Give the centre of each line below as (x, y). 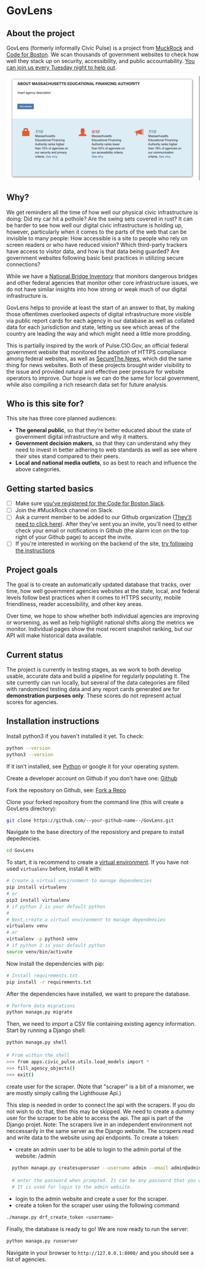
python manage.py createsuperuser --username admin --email (90, 1168)
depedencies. (24, 839)
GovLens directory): (32, 808)
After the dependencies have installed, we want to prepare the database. (98, 994)
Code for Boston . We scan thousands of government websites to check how (103, 55)
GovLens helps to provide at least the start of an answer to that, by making (101, 308)
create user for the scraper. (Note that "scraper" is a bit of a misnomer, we (100, 1086)
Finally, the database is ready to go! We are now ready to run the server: (97, 1229)
